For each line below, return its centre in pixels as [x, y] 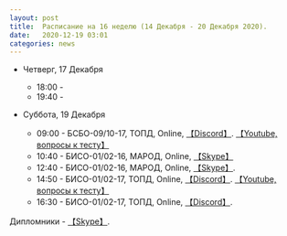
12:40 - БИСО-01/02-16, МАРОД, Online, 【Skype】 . [136, 168]
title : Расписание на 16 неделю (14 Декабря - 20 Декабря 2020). [138, 27]
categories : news [43, 43]
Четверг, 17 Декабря [63, 70]
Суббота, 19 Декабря [64, 114]
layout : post [34, 18]
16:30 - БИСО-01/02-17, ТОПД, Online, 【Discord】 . [134, 202]
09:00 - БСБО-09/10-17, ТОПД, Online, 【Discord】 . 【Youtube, [157, 134]
